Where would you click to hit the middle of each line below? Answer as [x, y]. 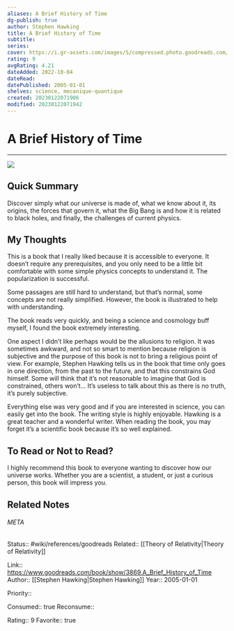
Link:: [15, 565]
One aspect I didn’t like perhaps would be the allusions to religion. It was [111, 342]
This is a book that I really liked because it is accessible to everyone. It [108, 257]
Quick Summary [43, 187]
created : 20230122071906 [43, 98]
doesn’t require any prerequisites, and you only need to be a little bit [105, 264]
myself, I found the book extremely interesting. [74, 328]
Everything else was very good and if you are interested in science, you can [116, 407]
